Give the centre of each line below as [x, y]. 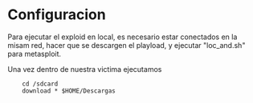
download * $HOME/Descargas [69, 91]
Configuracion [57, 15]
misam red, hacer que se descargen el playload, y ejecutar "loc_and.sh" [126, 45]
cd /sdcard [40, 84]
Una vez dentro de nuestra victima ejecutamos [85, 69]
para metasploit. [35, 53]
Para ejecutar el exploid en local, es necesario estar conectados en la [122, 37]
